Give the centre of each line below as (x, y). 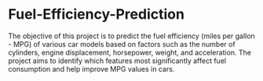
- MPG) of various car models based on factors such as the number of (122, 44)
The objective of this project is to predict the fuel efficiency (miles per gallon (131, 36)
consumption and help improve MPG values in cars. (91, 69)
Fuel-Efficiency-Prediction (96, 14)
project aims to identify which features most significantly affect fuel (117, 61)
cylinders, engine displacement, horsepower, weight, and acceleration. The (130, 52)
